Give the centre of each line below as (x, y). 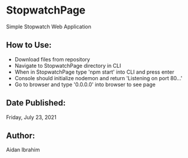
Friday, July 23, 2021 (32, 117)
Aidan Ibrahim (23, 150)
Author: (21, 135)
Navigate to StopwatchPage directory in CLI (68, 65)
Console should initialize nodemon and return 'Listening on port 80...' (98, 78)
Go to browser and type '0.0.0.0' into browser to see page (85, 84)
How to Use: (29, 45)
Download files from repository (52, 59)
